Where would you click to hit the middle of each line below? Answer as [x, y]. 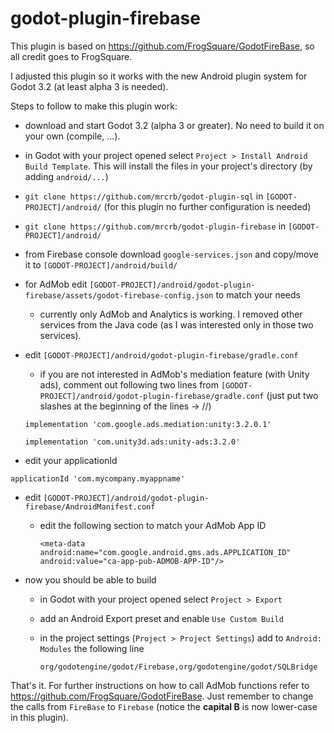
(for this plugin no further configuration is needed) [207, 206]
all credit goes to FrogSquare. [71, 56]
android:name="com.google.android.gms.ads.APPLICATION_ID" [165, 552]
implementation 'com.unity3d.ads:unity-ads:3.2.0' [132, 442]
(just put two [292, 395]
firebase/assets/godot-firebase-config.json [119, 295]
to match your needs [258, 294]
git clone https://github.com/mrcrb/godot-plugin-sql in [144, 196]
